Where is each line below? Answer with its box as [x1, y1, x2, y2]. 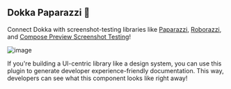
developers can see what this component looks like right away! [7, 74, 188, 82]
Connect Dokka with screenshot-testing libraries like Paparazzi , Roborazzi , [7, 25, 222, 33]
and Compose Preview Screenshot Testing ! [7, 32, 131, 41]
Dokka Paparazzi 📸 [7, 7, 90, 19]
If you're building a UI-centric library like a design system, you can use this [7, 59, 222, 68]
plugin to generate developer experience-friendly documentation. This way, [7, 66, 224, 75]
